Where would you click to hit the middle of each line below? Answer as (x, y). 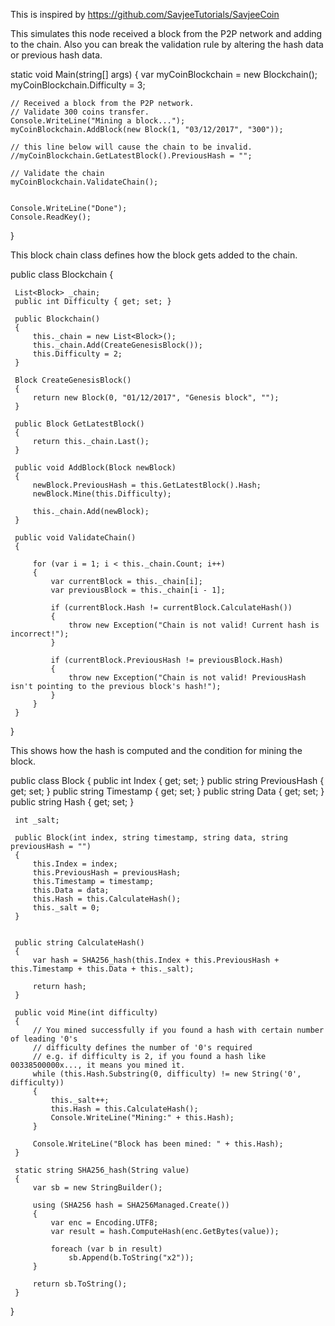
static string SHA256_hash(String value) (102, 1170)
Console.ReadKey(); (51, 217)
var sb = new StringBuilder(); (97, 1188)
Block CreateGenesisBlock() (73, 380)
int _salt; (37, 820)
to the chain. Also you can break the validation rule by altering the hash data (167, 44)
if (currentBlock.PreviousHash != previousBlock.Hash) (167, 660)
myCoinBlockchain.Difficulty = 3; (78, 85)
